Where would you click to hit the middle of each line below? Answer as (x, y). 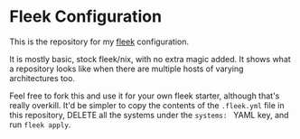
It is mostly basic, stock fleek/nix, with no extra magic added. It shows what (150, 59)
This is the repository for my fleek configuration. (99, 42)
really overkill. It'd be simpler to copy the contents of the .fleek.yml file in (147, 105)
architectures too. (42, 78)
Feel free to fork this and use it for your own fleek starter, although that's (145, 96)
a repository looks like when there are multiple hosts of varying (127, 69)
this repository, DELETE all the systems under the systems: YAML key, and (149, 115)
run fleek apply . (40, 125)
